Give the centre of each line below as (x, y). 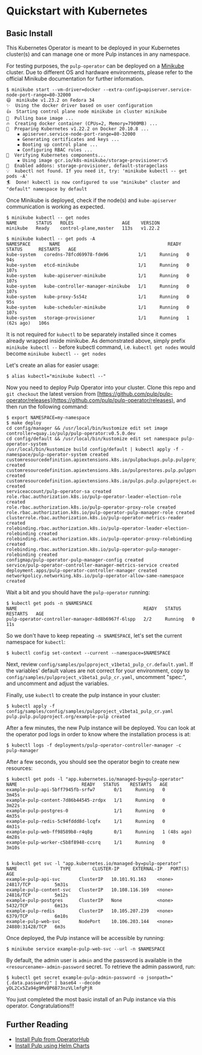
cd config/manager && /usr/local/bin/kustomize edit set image (87, 428)
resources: (20, 768)
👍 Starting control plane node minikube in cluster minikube (87, 111)
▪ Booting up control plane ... (57, 145)
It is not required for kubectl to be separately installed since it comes (91, 334)
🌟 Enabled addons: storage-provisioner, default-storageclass (87, 166)
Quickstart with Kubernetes (77, 11)
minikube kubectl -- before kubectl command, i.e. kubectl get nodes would (101, 347)
